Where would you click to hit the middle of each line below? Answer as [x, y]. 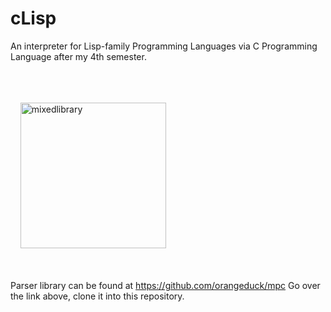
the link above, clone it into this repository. [97, 296]
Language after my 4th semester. [78, 56]
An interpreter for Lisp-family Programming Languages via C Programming [164, 46]
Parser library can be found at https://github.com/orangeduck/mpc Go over [165, 285]
